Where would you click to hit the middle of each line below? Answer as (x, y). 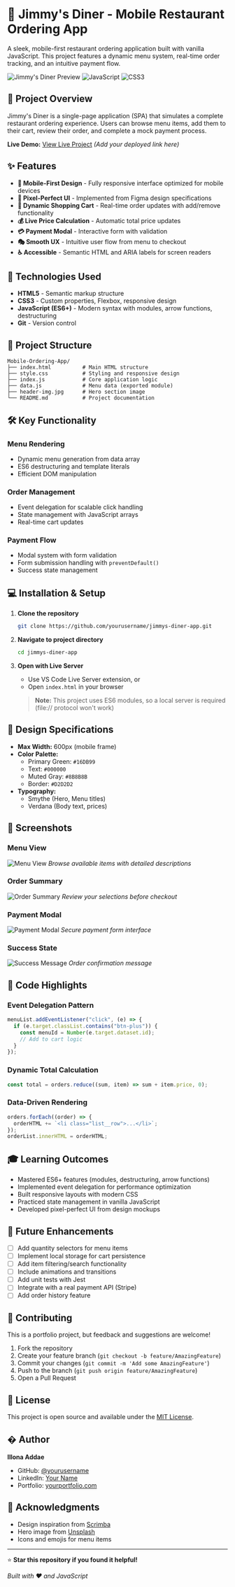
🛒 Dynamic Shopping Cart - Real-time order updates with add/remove (119, 205)
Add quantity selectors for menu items (72, 1248)
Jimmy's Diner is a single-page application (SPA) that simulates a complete (115, 115)
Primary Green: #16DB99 (62, 761)
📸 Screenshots (40, 828)
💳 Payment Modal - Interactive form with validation (92, 231)
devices (29, 190)
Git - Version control (47, 323)
